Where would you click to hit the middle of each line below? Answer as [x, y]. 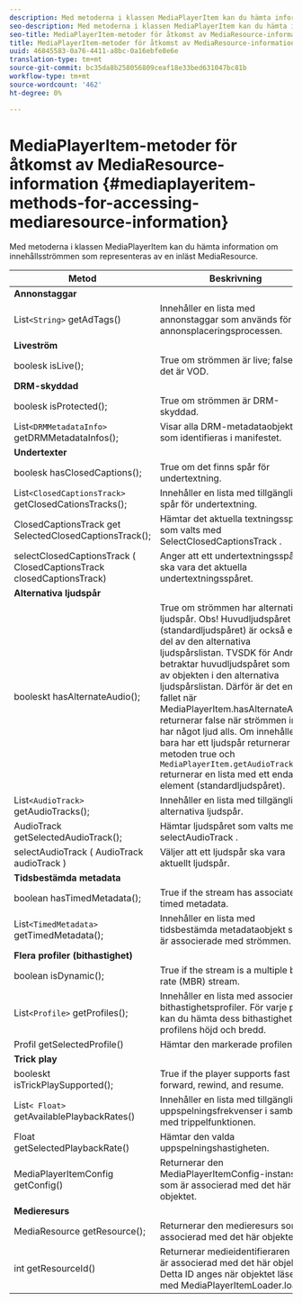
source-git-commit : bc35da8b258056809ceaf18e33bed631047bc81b [128, 68]
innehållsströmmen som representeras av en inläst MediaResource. [134, 257]
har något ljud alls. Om [207, 732]
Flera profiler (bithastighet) [73, 955]
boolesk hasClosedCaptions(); [78, 473]
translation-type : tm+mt [56, 59]
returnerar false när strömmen [223, 720]
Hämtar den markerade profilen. [227, 1045]
